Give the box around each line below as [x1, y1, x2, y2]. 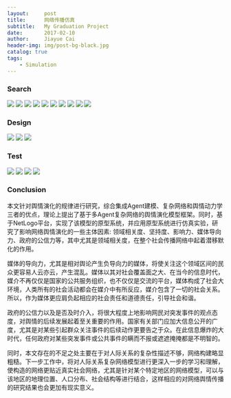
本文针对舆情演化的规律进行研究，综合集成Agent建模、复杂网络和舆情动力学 [7, 201, 223, 210]
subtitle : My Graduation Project [7, 23, 109, 30]
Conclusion [7, 185, 47, 195]
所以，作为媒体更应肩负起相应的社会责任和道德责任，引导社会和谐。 [7, 293, 200, 302]
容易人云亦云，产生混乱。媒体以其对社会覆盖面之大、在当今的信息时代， [19, 268, 224, 276]
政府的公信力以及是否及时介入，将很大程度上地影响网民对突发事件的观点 [7, 308, 212, 317]
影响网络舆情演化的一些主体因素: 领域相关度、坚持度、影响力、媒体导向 [19, 227, 221, 235]
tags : [7, 55, 23, 62]
